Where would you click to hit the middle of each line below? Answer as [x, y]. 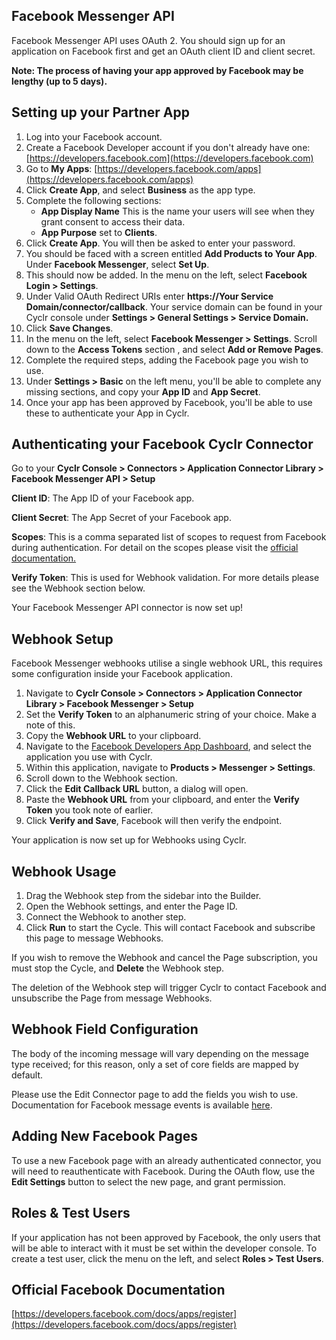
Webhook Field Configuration [105, 1029]
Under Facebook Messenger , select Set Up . [117, 264]
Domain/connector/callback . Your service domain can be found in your [174, 306]
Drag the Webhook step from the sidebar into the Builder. [143, 896]
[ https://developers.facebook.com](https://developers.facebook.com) [169, 158]
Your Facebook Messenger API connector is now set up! [127, 608]
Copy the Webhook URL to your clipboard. [113, 736]
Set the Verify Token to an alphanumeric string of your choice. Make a [171, 715]
